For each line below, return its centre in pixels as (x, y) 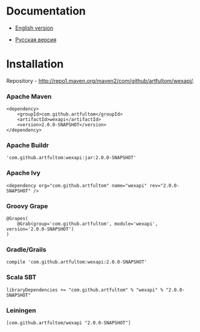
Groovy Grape (27, 206)
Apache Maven (29, 96)
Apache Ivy (24, 173)
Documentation (46, 11)
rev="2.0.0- (165, 186)
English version (34, 28)
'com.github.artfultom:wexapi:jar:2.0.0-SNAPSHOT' (71, 158)
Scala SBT (21, 278)
